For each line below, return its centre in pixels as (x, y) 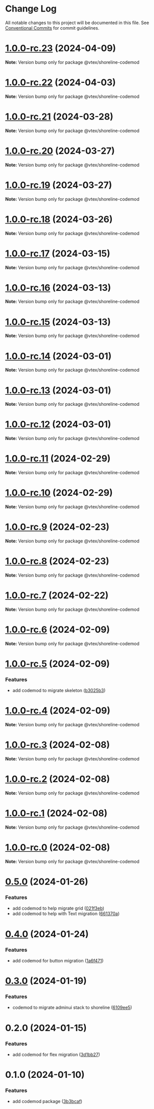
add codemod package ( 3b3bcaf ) (47, 1101)
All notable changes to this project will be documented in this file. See (77, 23)
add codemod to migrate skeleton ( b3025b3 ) (59, 691)
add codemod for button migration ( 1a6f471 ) (58, 960)
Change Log (31, 9)
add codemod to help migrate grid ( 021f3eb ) (58, 908)
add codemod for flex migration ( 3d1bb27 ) (56, 1054)
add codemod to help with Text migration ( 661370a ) (66, 914)
